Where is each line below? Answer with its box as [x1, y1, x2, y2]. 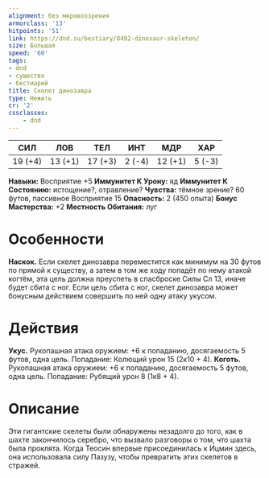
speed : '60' [8, 49, 48, 57]
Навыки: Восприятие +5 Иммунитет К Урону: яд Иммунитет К [8, 176, 228, 186]
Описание [8, 399, 80, 418]
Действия [8, 319, 79, 337]
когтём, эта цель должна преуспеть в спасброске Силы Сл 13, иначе [8, 274, 246, 283]
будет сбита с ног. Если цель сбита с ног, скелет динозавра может [8, 282, 239, 292]
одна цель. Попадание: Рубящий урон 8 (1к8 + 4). [8, 371, 180, 381]
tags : [8, 57, 27, 65]
